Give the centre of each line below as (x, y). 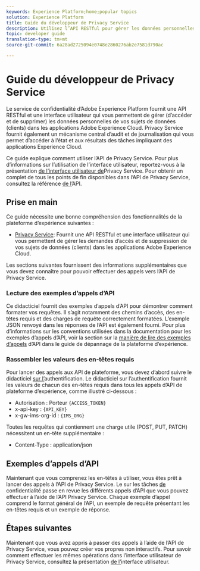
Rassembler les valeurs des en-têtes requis (70, 359)
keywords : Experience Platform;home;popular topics (71, 12)
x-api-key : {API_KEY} (41, 409)
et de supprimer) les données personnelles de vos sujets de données (91, 121)
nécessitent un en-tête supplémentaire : (55, 433)
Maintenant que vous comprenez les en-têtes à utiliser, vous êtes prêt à (94, 478)
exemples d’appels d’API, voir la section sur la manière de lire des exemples (99, 338)
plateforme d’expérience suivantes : (50, 223)
